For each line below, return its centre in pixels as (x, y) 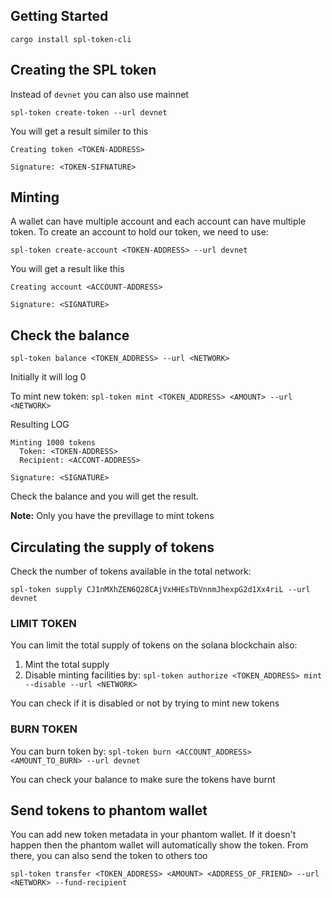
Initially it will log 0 (48, 377)
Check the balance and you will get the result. (105, 496)
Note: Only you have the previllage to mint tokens (112, 516)
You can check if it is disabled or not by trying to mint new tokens (145, 703)
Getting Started (59, 16)
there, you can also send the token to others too (109, 856)
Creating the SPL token (83, 70)
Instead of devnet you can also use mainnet (99, 94)
